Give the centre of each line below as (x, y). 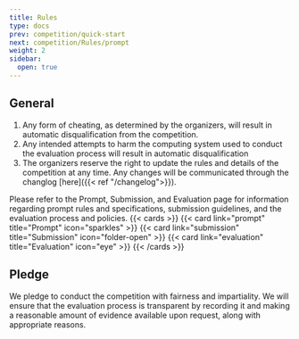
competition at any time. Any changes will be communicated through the (155, 172)
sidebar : (25, 59)
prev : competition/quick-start (67, 34)
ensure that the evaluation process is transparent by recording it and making (149, 305)
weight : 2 (28, 51)
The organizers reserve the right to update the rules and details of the (150, 162)
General (32, 103)
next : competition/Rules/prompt (69, 42)
